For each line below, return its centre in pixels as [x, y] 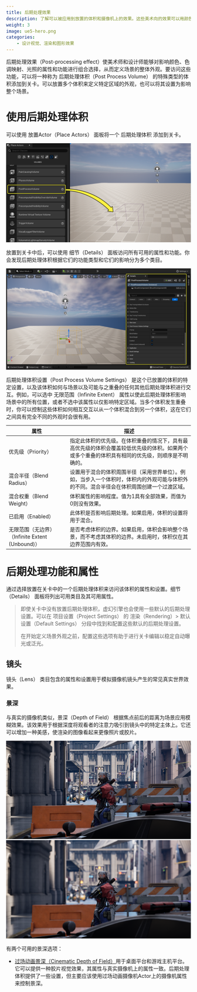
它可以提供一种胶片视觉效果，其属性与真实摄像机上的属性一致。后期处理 [102, 968]
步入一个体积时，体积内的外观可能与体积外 [136, 480]
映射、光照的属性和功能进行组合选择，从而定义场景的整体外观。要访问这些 [101, 69]
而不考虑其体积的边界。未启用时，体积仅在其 [134, 537]
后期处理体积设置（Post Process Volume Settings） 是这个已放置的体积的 [94, 380]
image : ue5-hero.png [31, 31]
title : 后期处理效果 [28, 12]
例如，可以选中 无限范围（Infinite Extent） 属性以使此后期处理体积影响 [101, 395]
